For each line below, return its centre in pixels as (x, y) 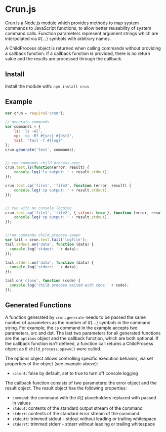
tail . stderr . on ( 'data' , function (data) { (49, 263)
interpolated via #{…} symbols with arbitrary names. (58, 39)
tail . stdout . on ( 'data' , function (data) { (49, 244)
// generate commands (27, 122)
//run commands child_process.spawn (43, 235)
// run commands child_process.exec (43, 163)
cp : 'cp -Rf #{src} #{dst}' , (44, 136)
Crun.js (21, 9)
